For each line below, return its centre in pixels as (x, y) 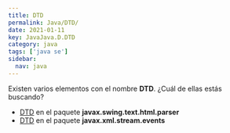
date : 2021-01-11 (37, 30)
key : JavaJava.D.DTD (42, 37)
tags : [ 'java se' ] (38, 52)
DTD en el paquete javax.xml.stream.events (92, 120)
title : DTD (26, 15)
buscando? (26, 97)
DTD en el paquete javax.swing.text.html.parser (99, 112)
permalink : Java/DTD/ (44, 23)
